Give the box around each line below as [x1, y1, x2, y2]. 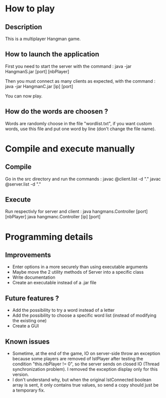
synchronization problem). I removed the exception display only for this [12, 366, 158, 372]
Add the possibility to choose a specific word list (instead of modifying [12, 312, 157, 318]
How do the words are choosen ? [5, 107, 108, 116]
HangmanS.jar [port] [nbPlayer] [5, 68, 69, 74]
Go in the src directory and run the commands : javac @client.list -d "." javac [5, 176, 161, 182]
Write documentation [12, 274, 55, 280]
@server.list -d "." [5, 181, 41, 187]
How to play [5, 3, 55, 14]
